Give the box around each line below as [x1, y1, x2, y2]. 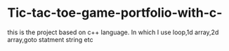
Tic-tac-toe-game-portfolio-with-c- [7, 5, 223, 21]
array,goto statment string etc [7, 35, 93, 43]
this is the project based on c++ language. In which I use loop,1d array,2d [7, 28, 219, 36]
